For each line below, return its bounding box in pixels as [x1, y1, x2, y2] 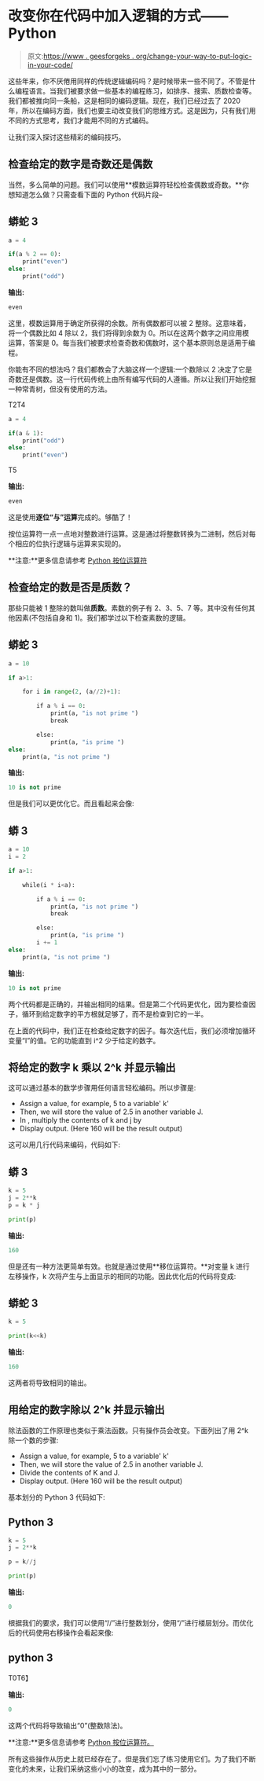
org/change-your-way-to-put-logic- [135, 51, 252, 60]
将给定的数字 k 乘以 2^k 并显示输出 [8, 1061, 176, 1074]
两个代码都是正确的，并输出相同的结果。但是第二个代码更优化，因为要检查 [8, 999, 249, 1009]
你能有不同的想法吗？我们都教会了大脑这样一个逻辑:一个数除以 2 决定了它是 [8, 365, 253, 374]
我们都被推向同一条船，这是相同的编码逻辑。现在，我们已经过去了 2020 [8, 96, 241, 105]
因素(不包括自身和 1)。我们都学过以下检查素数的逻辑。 [14, 613, 190, 622]
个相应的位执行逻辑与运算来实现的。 [8, 539, 126, 548]
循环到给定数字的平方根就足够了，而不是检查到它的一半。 [21, 1009, 208, 1018]
